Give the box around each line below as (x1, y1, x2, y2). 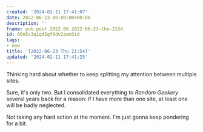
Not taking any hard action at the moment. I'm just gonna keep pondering (6, 113, 189, 120)
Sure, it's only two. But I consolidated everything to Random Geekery (6, 88, 179, 96)
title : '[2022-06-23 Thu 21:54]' (6, 48, 91, 54)
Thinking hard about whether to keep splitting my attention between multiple (6, 70, 197, 78)
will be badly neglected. (6, 101, 66, 109)
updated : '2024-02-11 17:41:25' (6, 54, 88, 60)
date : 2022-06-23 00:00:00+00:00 (6, 15, 91, 21)
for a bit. (6, 119, 27, 127)
